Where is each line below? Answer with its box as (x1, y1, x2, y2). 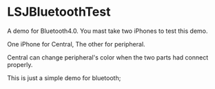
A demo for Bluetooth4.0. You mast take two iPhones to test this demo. (7, 27, 208, 35)
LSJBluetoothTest (7, 4, 111, 20)
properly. (7, 60, 33, 68)
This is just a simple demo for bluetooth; (7, 73, 121, 82)
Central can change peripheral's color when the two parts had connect (7, 53, 209, 62)
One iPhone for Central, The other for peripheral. (7, 40, 146, 48)
